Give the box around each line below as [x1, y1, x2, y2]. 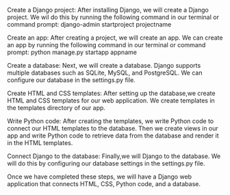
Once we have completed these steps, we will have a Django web [7, 172, 192, 181]
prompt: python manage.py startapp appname [7, 48, 137, 56]
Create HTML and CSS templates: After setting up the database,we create [7, 89, 216, 97]
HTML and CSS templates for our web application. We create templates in [7, 96, 216, 105]
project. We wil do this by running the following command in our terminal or [7, 13, 219, 21]
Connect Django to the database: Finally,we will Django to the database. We [7, 152, 221, 160]
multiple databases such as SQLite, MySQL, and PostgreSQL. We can [7, 68, 203, 77]
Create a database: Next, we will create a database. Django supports [7, 62, 201, 69]
